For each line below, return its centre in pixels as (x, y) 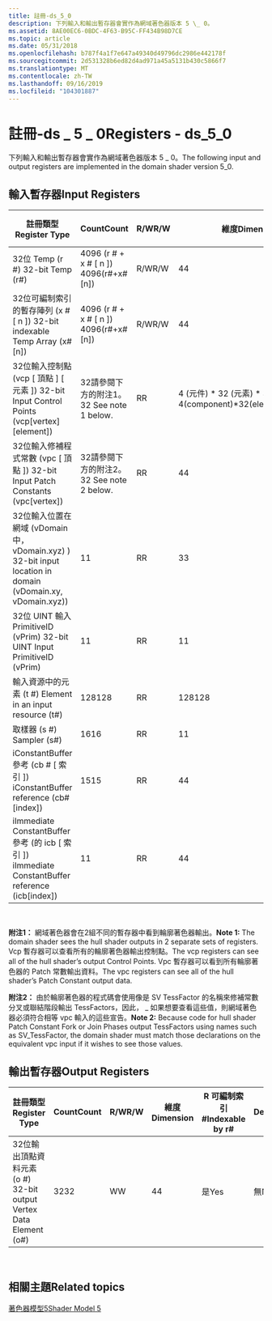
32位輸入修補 (38, 446)
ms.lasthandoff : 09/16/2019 (56, 83)
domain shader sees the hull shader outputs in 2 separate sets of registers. (134, 942)
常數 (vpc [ (41, 458)
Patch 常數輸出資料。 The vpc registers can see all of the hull (133, 971)
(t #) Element (48, 694)
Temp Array (35, 342)
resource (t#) (38, 715)
